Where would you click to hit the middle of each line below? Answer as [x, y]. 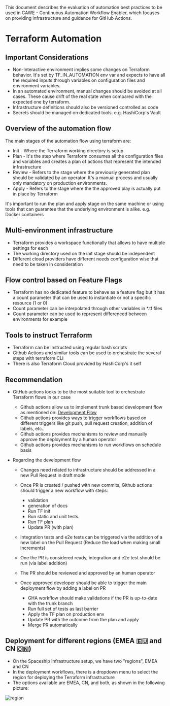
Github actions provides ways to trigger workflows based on [83, 418]
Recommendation [34, 379]
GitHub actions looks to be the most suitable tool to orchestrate [79, 392]
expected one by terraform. [41, 102]
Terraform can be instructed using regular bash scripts [70, 348]
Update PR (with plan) [51, 527]
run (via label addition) [44, 563]
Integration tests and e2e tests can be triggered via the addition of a [91, 537]
